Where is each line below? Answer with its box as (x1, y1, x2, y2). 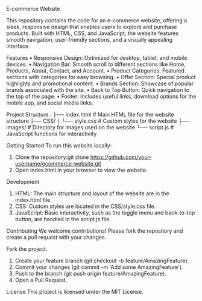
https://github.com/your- (90, 154, 152, 161)
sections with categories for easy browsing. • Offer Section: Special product (6, 74, 196, 80)
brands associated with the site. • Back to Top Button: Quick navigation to (6, 86, 190, 93)
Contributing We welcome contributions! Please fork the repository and (6, 227, 183, 235)
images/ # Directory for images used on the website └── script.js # (6, 124, 174, 131)
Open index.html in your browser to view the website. (14, 166, 148, 173)
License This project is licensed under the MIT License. (6, 288, 144, 295)
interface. (6, 42, 30, 50)
